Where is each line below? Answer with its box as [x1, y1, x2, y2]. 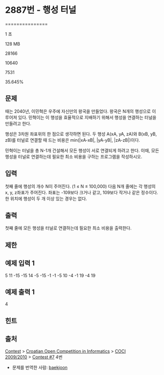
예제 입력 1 [5, 259, 35, 268]
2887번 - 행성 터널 [5, 4, 77, 16]
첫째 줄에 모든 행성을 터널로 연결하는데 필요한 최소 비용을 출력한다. [5, 225, 132, 231]
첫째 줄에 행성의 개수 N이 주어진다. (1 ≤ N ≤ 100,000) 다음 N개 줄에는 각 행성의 [5, 183, 156, 189]
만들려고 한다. [5, 121, 32, 126]
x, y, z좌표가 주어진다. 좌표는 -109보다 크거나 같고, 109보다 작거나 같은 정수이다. [5, 189, 158, 195]
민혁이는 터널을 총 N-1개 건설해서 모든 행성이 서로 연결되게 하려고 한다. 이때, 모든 [5, 148, 160, 153]
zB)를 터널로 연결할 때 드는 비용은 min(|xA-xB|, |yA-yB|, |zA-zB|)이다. [5, 137, 141, 143]
